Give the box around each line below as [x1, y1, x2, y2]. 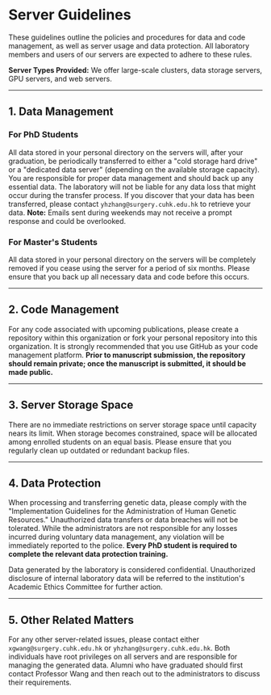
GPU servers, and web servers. [8, 74, 113, 83]
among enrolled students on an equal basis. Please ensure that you [8, 436, 231, 446]
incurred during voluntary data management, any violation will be [8, 532, 224, 542]
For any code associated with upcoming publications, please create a [8, 324, 240, 334]
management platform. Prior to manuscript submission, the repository [8, 350, 246, 360]
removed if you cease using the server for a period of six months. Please [8, 263, 250, 272]
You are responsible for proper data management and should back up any [8, 173, 254, 183]
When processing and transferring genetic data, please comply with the [8, 498, 248, 508]
